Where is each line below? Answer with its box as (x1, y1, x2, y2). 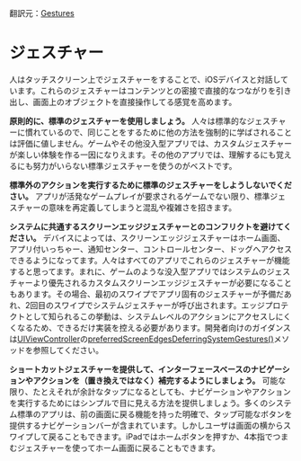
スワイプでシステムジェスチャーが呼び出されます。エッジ (53, 299, 265, 310)
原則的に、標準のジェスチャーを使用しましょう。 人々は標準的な (9, 115, 247, 126)
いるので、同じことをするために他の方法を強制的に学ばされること (48, 127, 293, 137)
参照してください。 (32, 344, 104, 355)
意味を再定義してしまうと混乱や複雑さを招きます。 (48, 201, 237, 213)
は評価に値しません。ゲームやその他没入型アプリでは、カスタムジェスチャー (9, 137, 293, 148)
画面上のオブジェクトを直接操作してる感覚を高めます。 (32, 96, 237, 107)
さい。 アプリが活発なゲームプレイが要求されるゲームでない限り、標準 (9, 191, 270, 201)
